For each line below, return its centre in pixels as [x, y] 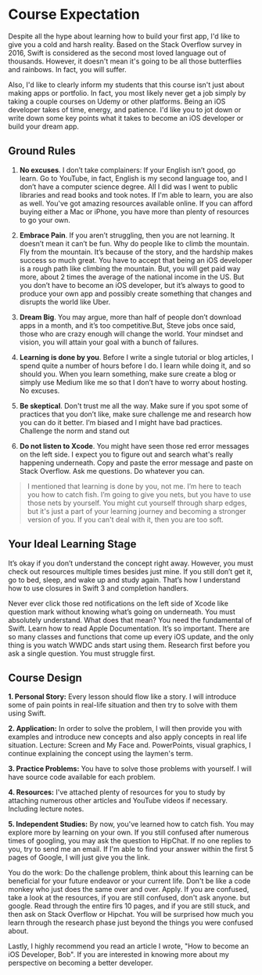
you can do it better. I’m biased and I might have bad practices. [121, 422]
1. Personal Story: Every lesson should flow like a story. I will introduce [122, 697]
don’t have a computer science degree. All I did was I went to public [129, 187]
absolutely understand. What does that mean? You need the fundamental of [130, 620]
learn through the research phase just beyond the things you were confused [131, 922]
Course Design [45, 677]
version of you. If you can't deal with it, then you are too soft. [126, 519]
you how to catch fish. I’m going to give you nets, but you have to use [139, 494]
